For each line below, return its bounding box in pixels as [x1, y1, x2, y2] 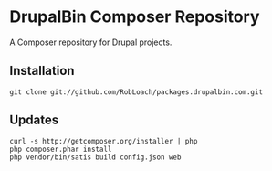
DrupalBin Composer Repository [9, 6, 260, 27]
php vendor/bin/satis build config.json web [9, 153, 182, 162]
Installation [9, 63, 75, 79]
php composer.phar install [9, 144, 112, 154]
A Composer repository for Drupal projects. [9, 37, 173, 48]
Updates [9, 112, 59, 128]
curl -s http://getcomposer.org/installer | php [9, 136, 198, 145]
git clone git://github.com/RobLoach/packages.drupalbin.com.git [9, 87, 263, 97]
